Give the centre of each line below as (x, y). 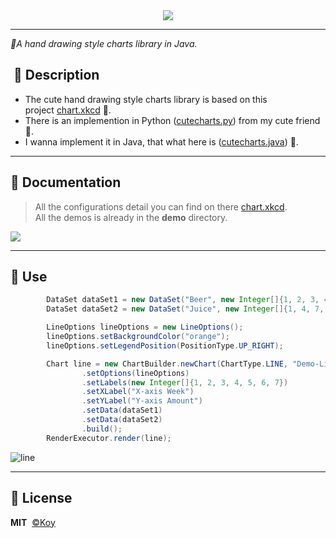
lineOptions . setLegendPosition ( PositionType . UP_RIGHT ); (165, 345)
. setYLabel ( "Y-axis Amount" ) (142, 401)
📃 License (41, 498)
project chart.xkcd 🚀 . (68, 110)
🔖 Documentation (66, 182)
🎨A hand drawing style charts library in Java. (104, 43)
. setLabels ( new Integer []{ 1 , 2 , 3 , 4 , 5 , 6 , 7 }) (185, 382)
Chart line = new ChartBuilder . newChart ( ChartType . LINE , (167, 364)
